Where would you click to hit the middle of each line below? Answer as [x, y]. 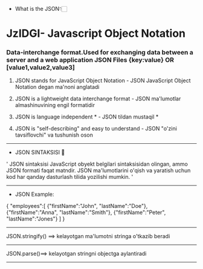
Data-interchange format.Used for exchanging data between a [100, 53]
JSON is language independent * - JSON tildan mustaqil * [87, 117]
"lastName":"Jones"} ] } [36, 219]
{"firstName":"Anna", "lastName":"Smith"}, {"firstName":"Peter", [86, 212]
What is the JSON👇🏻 [41, 9]
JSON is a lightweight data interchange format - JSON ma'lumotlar [98, 99]
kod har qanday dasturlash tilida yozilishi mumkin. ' [70, 177]
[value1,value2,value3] [41, 68]
